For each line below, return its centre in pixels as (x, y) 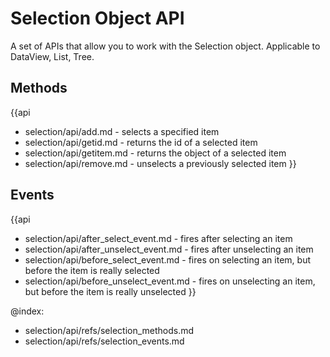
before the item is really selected (92, 270)
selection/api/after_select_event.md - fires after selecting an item (158, 238)
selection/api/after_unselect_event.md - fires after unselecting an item (169, 249)
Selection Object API (97, 18)
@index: (27, 311)
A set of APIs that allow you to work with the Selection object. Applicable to (165, 46)
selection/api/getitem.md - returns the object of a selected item (155, 153)
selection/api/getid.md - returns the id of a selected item (141, 142)
